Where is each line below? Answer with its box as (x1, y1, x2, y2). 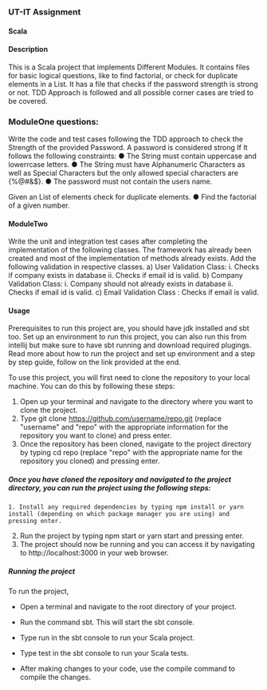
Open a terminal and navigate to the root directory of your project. (19, 602, 237, 612)
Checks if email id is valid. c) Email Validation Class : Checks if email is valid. (8, 287, 259, 297)
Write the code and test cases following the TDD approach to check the (8, 134, 244, 144)
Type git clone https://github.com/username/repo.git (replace (19, 414, 222, 423)
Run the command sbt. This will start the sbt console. (19, 617, 195, 627)
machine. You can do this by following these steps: (8, 382, 175, 391)
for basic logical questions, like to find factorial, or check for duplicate (8, 70, 238, 80)
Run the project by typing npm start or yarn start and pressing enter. (19, 531, 245, 541)
